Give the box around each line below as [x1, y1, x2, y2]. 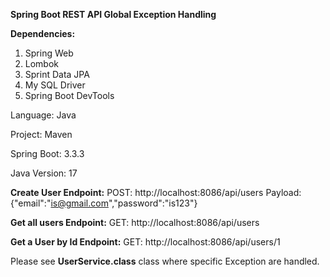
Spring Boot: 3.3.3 [10, 148, 85, 159]
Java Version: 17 [10, 167, 78, 179]
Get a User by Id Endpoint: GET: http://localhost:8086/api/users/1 [10, 236, 281, 248]
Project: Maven [10, 129, 73, 140]
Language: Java [10, 109, 77, 121]
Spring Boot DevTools [24, 90, 115, 101]
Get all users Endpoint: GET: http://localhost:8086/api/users [10, 217, 260, 228]
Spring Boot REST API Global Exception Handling [10, 9, 217, 20]
